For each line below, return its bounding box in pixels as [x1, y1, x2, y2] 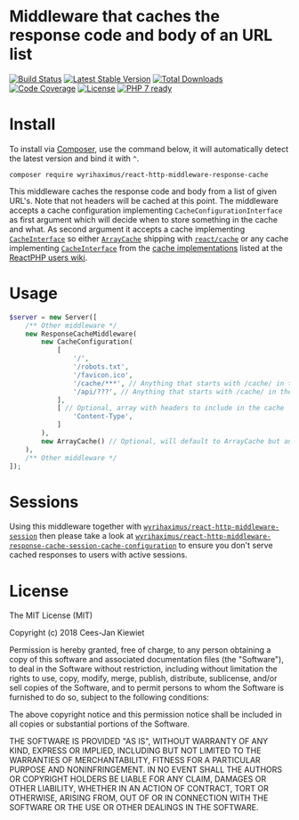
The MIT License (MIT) [9, 610, 93, 621]
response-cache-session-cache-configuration [9, 541, 177, 551]
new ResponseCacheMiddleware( [25, 329, 138, 338]
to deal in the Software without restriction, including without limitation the [9, 663, 278, 674]
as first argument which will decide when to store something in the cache [9, 214, 279, 224]
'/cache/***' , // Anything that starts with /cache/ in [72, 378, 285, 388]
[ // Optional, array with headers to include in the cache [56, 403, 285, 413]
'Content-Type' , [72, 412, 133, 421]
